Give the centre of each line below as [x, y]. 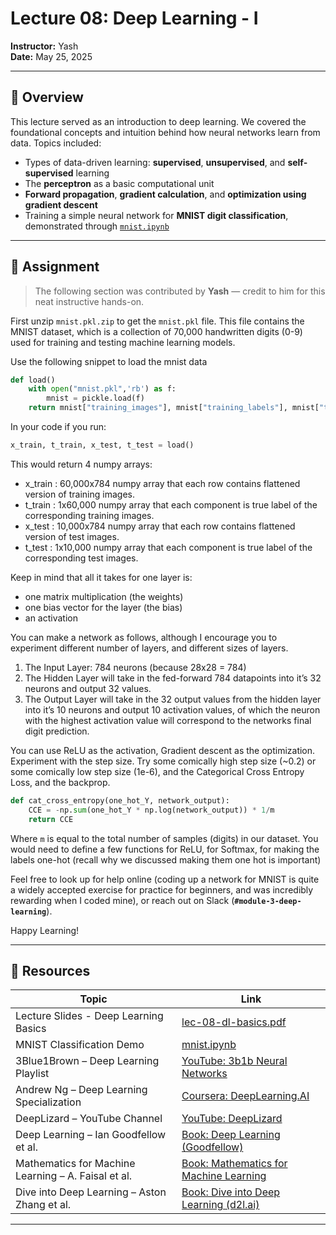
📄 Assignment [55, 267]
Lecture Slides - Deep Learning [89, 1016]
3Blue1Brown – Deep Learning [87, 1061]
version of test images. [72, 536]
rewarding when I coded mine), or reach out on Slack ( [122, 900]
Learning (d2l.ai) [220, 1205]
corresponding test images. [81, 558]
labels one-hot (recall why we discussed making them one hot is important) [166, 859]
